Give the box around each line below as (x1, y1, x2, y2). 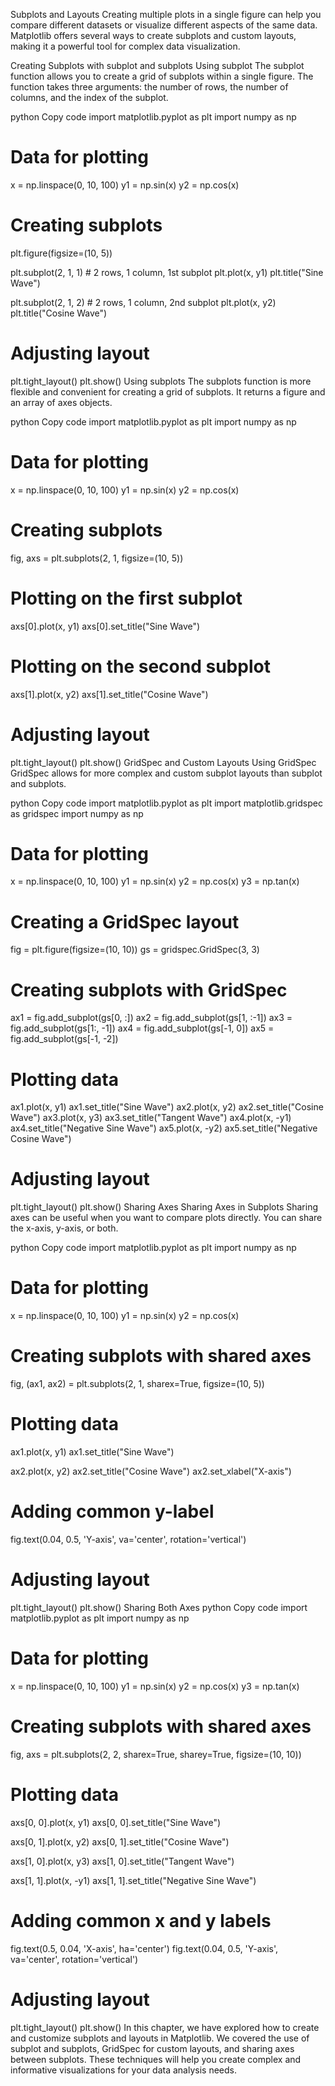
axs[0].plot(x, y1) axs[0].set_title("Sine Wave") (10, 620, 201, 632)
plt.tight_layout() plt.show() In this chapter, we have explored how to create (10, 2021, 320, 2033)
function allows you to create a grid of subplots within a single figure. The (10, 70, 314, 82)
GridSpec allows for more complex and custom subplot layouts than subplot (10, 767, 323, 779)
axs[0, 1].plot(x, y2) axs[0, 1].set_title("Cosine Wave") (10, 1835, 230, 1848)
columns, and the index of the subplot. (10, 92, 169, 103)
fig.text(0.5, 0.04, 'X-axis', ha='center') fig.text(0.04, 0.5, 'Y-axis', (10, 1942, 279, 1954)
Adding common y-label (10, 1500, 215, 1523)
